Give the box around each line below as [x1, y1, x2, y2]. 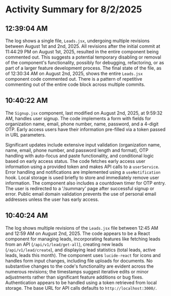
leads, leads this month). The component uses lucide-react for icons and [5, 252, 161, 258]
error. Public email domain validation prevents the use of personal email [5, 191, 156, 197]
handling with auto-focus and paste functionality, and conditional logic [5, 153, 154, 159]
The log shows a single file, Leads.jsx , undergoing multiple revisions [5, 38, 150, 44]
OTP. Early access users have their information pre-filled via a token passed [5, 126, 165, 132]
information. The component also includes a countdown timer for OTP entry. [5, 180, 166, 186]
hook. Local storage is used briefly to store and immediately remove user [5, 174, 160, 180]
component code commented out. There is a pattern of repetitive [5, 76, 142, 82]
